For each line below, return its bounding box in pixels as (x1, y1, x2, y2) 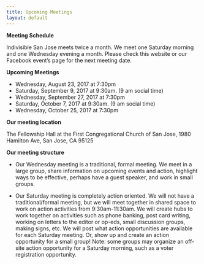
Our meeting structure (6, 149, 64, 156)
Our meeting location (6, 118, 61, 126)
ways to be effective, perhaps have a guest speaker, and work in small (15, 173, 193, 181)
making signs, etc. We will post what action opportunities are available (15, 225, 193, 232)
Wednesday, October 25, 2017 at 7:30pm (15, 106, 118, 114)
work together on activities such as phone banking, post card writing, (15, 211, 191, 219)
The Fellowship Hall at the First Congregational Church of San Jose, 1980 (6, 130, 191, 138)
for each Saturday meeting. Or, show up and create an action (15, 231, 170, 238)
